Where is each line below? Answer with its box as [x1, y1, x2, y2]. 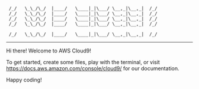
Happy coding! [6, 77, 43, 83]
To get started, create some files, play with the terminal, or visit [6, 59, 160, 65]
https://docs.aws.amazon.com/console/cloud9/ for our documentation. [6, 65, 179, 72]
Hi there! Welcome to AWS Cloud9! [6, 47, 92, 54]
